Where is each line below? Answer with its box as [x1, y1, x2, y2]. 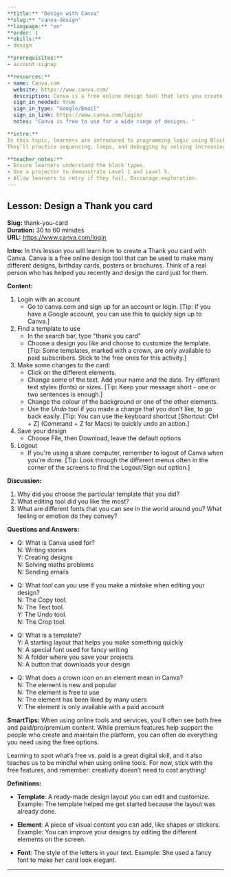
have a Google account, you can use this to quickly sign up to [27, 310, 202, 318]
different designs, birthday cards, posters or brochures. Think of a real [7, 261, 207, 269]
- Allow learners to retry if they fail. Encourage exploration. [7, 175, 198, 182]
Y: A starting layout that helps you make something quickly [16, 638, 184, 647]
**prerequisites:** [7, 54, 63, 62]
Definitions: [7, 779, 42, 788]
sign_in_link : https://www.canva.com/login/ [13, 111, 143, 119]
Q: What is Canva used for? [16, 538, 95, 547]
